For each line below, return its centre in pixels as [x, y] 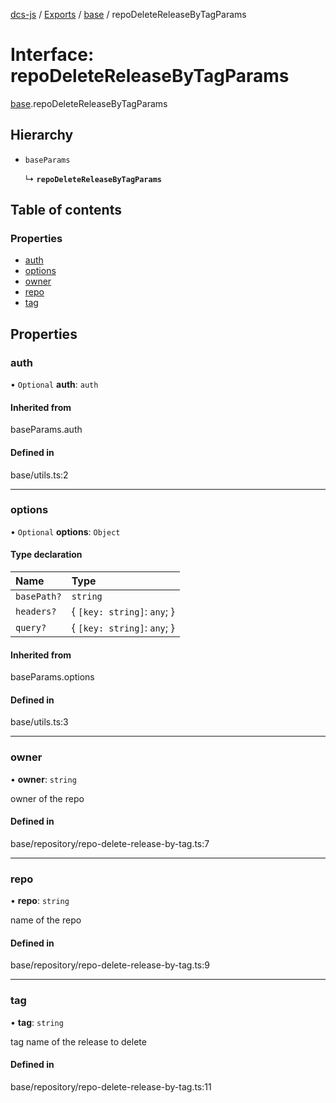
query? [31, 628]
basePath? [38, 597]
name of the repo [46, 920]
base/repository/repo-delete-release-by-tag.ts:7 [110, 843]
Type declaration [46, 555]
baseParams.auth [46, 430]
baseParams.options [52, 677]
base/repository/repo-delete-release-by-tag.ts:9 [110, 965]
